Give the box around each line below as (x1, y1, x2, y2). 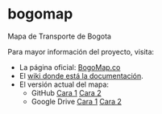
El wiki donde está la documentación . (19, 71, 144, 80)
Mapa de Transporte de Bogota (7, 31, 112, 41)
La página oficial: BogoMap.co (19, 62, 121, 72)
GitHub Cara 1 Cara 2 (31, 88, 102, 97)
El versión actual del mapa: (19, 79, 110, 89)
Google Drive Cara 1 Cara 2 (31, 96, 122, 106)
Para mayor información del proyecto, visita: (7, 47, 155, 56)
